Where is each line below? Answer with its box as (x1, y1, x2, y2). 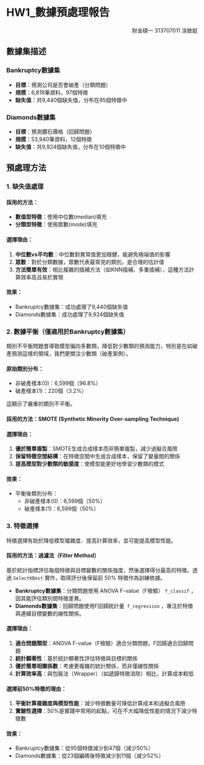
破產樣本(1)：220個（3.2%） (15, 387, 87, 395)
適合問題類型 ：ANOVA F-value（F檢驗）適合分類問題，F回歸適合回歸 (15, 640, 189, 647)
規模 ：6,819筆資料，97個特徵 (15, 89, 89, 96)
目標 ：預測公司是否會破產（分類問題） (15, 81, 111, 88)
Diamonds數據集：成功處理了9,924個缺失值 (15, 311, 124, 318)
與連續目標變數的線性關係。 (15, 609, 85, 617)
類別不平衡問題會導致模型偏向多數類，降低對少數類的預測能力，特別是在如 (6, 342, 192, 350)
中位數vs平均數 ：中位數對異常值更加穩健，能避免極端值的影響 (15, 251, 171, 258)
